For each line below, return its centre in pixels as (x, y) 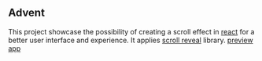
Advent (27, 13)
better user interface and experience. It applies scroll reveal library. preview (131, 40)
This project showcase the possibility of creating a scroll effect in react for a (131, 31)
